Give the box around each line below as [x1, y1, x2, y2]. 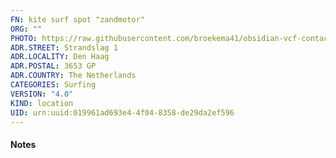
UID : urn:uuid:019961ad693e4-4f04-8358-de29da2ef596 [10, 107, 235, 118]
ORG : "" [10, 24, 43, 34]
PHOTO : [10, 33, 38, 43]
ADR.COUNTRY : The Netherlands [10, 71, 137, 81]
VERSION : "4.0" [10, 89, 74, 99]
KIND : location [10, 98, 74, 108]
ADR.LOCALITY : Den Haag [10, 52, 110, 62]
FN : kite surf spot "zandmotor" [10, 14, 145, 25]
